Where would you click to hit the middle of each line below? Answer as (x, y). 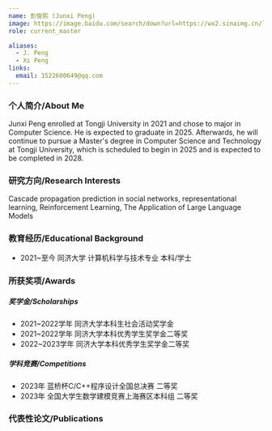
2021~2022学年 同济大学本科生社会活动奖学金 (97, 323)
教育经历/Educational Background (76, 238)
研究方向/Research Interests (65, 181)
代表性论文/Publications (56, 419)
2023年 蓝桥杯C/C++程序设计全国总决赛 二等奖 (99, 386)
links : (19, 68)
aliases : (23, 45)
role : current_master (45, 31)
